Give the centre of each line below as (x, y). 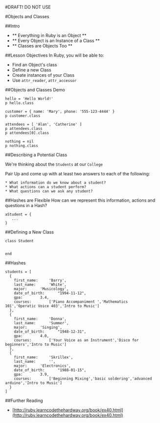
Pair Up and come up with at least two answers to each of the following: (78, 174)
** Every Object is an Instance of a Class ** (56, 41)
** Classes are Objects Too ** (42, 46)
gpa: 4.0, (32, 336)
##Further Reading (24, 401)
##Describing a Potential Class (36, 155)
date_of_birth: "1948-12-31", (50, 332)
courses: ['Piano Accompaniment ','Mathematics (71, 302)
